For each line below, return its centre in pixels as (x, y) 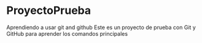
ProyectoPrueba (49, 11)
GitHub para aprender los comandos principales (67, 33)
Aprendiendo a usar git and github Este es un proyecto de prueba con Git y (101, 27)
